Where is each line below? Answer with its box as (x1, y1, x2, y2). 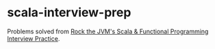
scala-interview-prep (7, 5, 131, 20)
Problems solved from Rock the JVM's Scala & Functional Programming (7, 27, 209, 35)
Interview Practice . (7, 34, 60, 42)
